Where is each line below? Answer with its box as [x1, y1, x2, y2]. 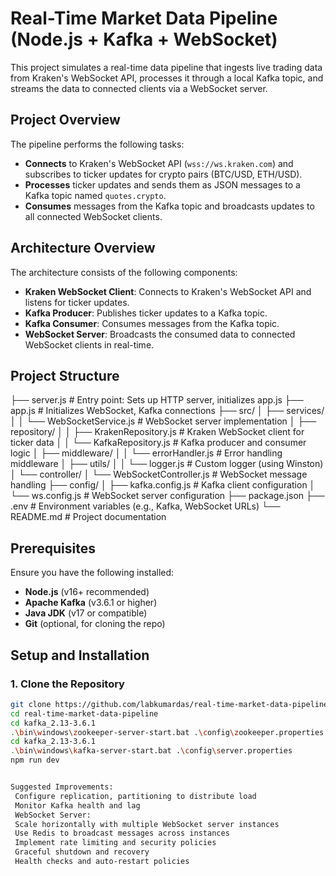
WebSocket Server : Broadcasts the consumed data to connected [24, 328, 296, 340]
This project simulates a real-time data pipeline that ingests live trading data [10, 61, 323, 73]
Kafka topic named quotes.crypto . [24, 189, 167, 201]
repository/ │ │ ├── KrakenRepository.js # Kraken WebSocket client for [10, 426, 305, 438]
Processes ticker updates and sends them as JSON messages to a [24, 178, 301, 191]
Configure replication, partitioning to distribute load [14, 791, 257, 801]
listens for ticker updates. [24, 296, 130, 308]
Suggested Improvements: [10, 782, 114, 792]
